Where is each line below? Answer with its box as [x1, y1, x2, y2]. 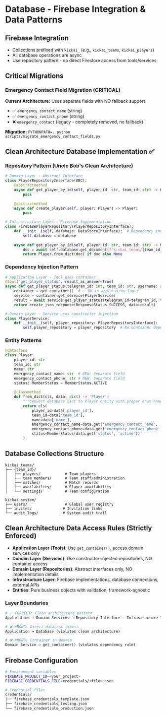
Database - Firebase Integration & [5, 3, 146, 15]
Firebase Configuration [5, 656, 78, 664]
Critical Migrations [5, 72, 64, 80]
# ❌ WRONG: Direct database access [5, 624, 79, 629]
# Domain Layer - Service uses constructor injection [5, 311, 119, 316]
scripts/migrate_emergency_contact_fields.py [5, 134, 100, 139]
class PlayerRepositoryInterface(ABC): [5, 178, 87, 183]
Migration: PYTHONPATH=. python [5, 129, 71, 134]
